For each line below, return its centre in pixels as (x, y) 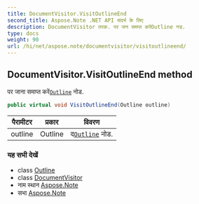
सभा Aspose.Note (42, 193)
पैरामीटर (22, 122)
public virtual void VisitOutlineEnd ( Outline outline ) (89, 105)
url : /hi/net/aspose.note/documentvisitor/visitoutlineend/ (97, 46)
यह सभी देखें (23, 155)
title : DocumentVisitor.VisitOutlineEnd (67, 14)
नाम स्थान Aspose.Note (48, 185)
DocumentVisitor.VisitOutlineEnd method (100, 75)
